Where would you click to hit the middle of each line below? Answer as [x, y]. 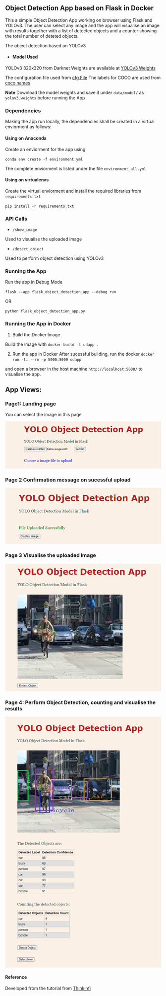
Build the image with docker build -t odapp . [52, 344]
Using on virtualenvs [27, 180]
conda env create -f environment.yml [44, 159]
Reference [16, 977]
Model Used [25, 57]
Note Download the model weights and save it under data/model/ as [75, 93]
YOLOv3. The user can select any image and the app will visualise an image [82, 25]
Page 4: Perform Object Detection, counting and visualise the [81, 702]
